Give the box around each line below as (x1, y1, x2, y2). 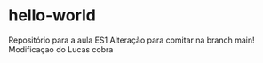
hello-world (8, 5, 97, 26)
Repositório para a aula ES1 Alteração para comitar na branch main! (8, 35, 255, 45)
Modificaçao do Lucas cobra (8, 43, 114, 54)
